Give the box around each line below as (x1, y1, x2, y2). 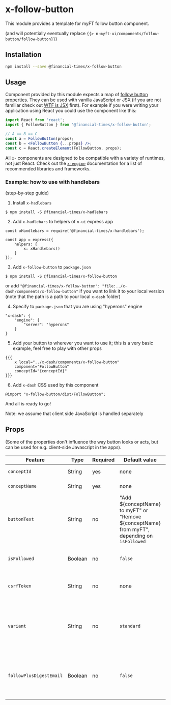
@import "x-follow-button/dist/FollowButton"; (5, 392, 106, 397)
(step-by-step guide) (5, 190, 49, 196)
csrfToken (8, 583, 32, 589)
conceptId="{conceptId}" (14, 368, 67, 373)
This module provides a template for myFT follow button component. (5, 20, 149, 26)
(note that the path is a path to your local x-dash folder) (5, 293, 121, 300)
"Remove (119, 513, 141, 520)
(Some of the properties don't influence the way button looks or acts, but (5, 438, 159, 445)
